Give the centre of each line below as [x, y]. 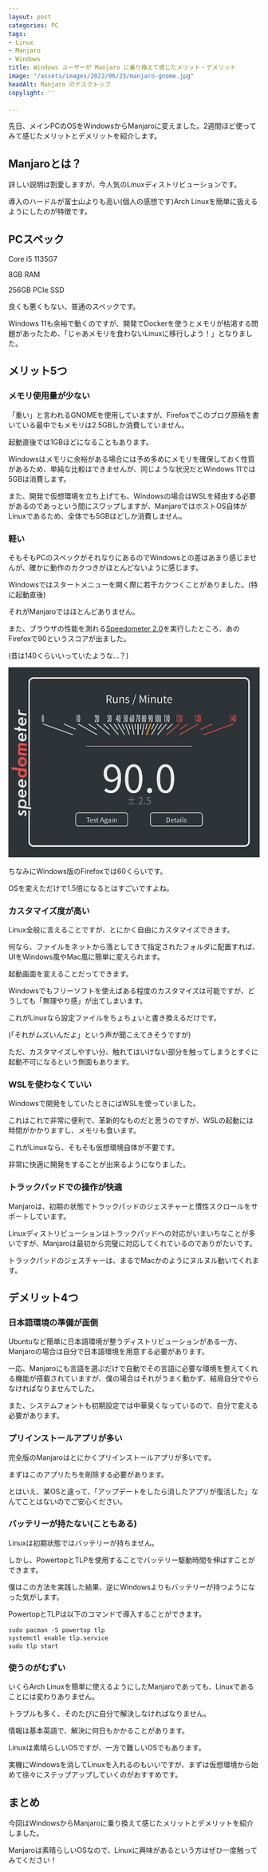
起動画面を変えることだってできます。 [71, 973]
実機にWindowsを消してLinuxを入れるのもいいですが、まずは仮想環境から [130, 1765]
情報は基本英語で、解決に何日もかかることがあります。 [99, 1731]
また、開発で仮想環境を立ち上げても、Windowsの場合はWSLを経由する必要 [132, 495]
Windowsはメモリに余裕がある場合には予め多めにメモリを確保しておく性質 [132, 459]
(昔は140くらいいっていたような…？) [69, 655]
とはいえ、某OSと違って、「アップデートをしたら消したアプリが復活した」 [130, 1491]
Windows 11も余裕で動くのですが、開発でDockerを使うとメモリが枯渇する [130, 323]
